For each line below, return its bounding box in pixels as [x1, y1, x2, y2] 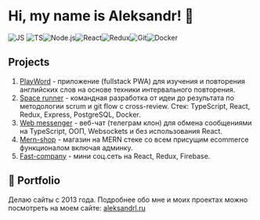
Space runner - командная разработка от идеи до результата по [19, 93, 235, 103]
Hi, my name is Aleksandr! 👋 [8, 7, 194, 25]
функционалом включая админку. [19, 142, 133, 152]
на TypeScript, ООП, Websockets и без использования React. [19, 126, 223, 135]
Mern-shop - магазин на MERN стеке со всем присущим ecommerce [19, 135, 249, 144]
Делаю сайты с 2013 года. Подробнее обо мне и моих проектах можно [8, 195, 248, 204]
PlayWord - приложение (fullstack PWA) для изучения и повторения [19, 76, 245, 85]
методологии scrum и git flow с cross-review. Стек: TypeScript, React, [19, 101, 251, 110]
